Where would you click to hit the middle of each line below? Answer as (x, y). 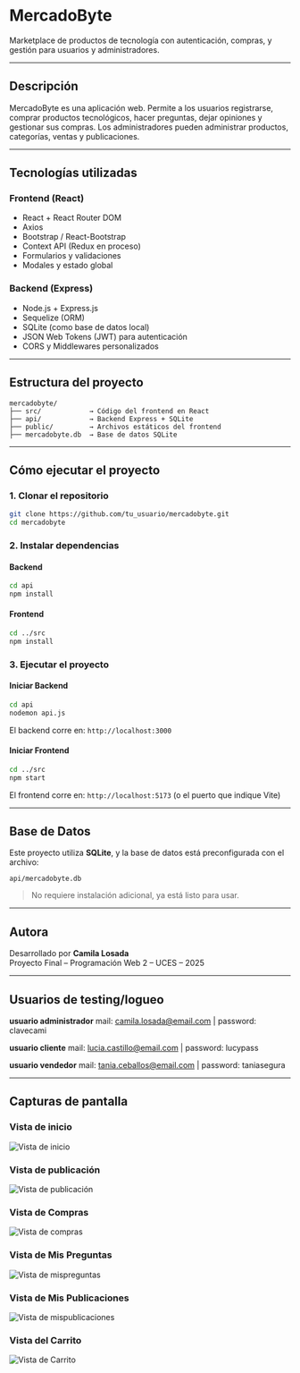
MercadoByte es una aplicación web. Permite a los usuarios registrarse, (142, 107)
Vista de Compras (49, 1212)
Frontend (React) (47, 199)
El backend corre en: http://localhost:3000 (91, 730)
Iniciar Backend (39, 686)
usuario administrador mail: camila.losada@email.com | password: (133, 1021)
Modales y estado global (67, 266)
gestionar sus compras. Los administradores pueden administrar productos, (149, 127)
